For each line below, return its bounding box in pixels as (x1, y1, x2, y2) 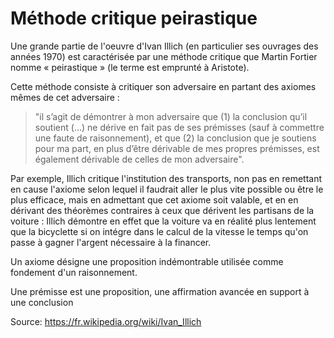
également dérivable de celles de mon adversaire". (34, 153, 245, 165)
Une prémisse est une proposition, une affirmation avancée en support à (10, 285, 310, 297)
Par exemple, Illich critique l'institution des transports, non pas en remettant (10, 172, 323, 184)
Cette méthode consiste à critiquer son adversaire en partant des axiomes (10, 80, 317, 92)
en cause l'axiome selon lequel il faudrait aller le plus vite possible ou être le (10, 183, 324, 195)
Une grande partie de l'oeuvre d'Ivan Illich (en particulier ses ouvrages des (10, 40, 319, 52)
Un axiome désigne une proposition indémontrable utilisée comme (10, 255, 284, 267)
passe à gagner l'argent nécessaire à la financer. (10, 236, 212, 248)
